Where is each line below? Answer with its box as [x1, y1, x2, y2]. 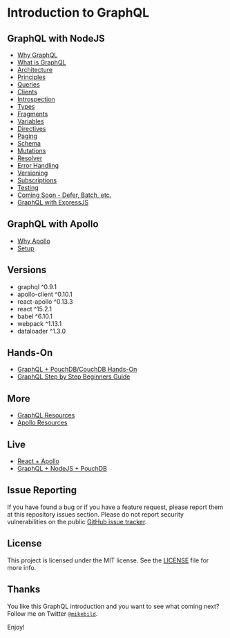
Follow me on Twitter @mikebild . [7, 609, 98, 618]
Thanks [7, 584, 41, 596]
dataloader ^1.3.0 [17, 327, 66, 335]
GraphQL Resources [17, 411, 75, 420]
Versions [7, 264, 47, 276]
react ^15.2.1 [17, 304, 52, 313]
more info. [7, 563, 37, 571]
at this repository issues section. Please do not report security [7, 510, 184, 518]
